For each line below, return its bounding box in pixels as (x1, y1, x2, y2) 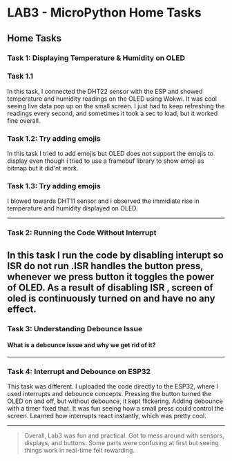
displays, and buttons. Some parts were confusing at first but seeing (23, 439, 219, 447)
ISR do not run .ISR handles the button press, (7, 260, 204, 272)
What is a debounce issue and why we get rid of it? (7, 341, 156, 349)
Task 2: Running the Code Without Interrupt (7, 228, 157, 237)
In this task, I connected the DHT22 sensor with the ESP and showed (7, 87, 203, 95)
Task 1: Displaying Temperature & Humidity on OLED (7, 53, 185, 63)
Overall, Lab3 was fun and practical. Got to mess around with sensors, (23, 431, 224, 440)
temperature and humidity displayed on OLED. (7, 204, 138, 213)
